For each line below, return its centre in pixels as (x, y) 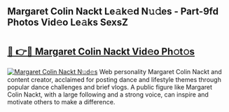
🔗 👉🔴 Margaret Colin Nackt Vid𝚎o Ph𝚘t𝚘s (101, 51)
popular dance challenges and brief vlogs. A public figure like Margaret (110, 87)
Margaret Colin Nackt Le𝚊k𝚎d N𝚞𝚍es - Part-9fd (113, 12)
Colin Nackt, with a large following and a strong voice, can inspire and (108, 94)
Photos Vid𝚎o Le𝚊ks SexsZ (68, 23)
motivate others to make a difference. (61, 102)
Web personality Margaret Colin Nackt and (160, 72)
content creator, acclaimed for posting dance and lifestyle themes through (114, 79)
